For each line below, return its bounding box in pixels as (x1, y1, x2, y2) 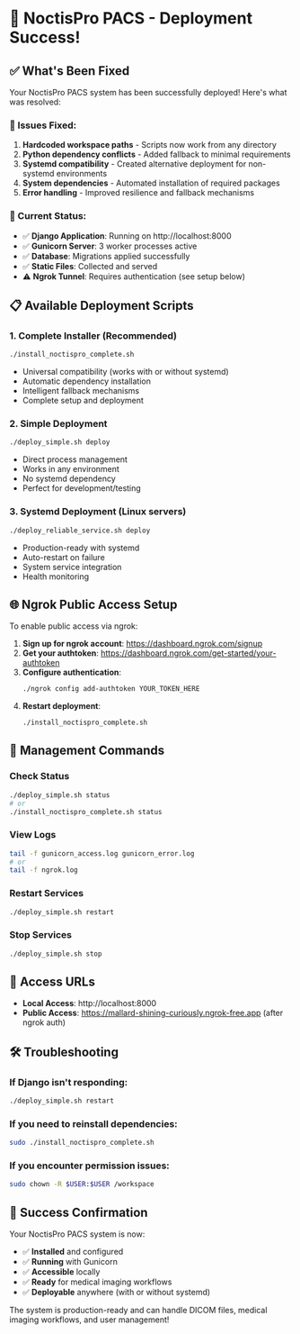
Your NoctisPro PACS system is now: (9, 1229, 146, 1239)
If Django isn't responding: (9, 1075, 128, 1088)
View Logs (9, 829, 57, 841)
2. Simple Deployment (9, 418, 108, 431)
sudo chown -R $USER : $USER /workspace (9, 1180, 154, 1189)
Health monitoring (22, 571, 90, 582)
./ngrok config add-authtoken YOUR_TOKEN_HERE (22, 685, 200, 694)
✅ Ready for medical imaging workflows (22, 1276, 172, 1287)
